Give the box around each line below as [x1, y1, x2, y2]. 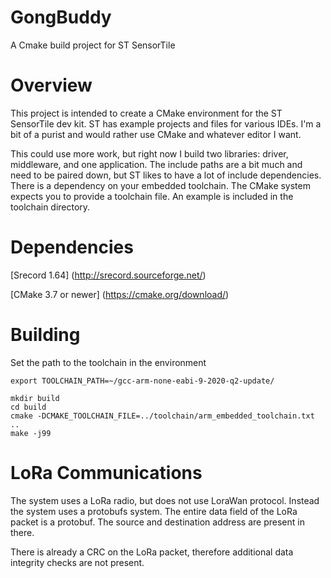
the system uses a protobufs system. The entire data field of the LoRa [10, 505, 298, 517]
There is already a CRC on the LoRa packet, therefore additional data [10, 546, 294, 558]
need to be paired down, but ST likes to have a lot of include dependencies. [10, 169, 322, 181]
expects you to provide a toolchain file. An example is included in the [10, 190, 294, 202]
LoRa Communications [10, 461, 203, 484]
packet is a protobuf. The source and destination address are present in [10, 516, 305, 528]
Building [10, 324, 81, 346]
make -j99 [10, 428, 52, 438]
